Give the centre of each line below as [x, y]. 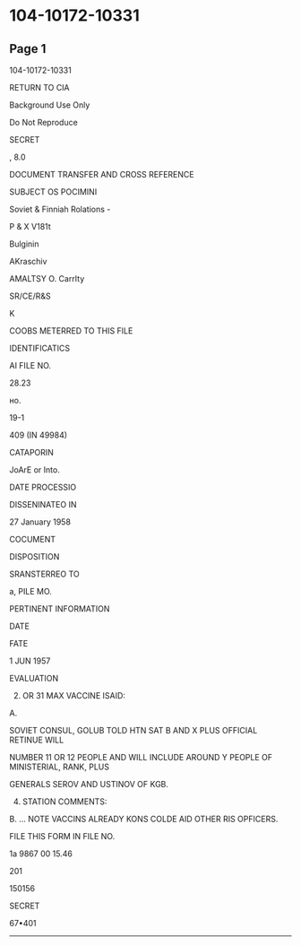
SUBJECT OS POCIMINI [53, 192]
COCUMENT [33, 539]
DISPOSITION [34, 556]
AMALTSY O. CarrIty [47, 278]
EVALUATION [34, 678]
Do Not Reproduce [43, 122]
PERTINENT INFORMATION [60, 609]
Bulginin [24, 244]
